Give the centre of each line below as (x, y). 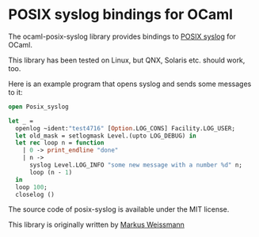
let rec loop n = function (60, 143)
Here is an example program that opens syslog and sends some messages (130, 84)
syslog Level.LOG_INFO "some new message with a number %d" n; (136, 165)
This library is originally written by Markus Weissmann (96, 225)
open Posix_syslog (38, 107)
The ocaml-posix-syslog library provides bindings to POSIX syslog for (122, 36)
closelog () (35, 194)
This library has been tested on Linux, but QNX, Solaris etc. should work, (127, 60)
